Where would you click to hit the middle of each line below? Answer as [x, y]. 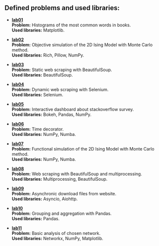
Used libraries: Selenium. [37, 95]
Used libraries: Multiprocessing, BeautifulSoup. [60, 179]
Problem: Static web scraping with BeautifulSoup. [62, 70]
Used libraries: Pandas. [35, 218]
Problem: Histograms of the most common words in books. [71, 25]
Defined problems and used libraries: [62, 8]
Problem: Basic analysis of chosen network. [56, 233]
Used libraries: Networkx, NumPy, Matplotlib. [57, 238]
